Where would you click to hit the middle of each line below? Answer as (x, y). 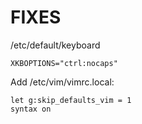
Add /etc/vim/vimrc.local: (62, 82)
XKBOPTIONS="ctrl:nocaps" (64, 63)
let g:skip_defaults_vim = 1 (71, 100)
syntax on (31, 109)
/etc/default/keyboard (55, 45)
